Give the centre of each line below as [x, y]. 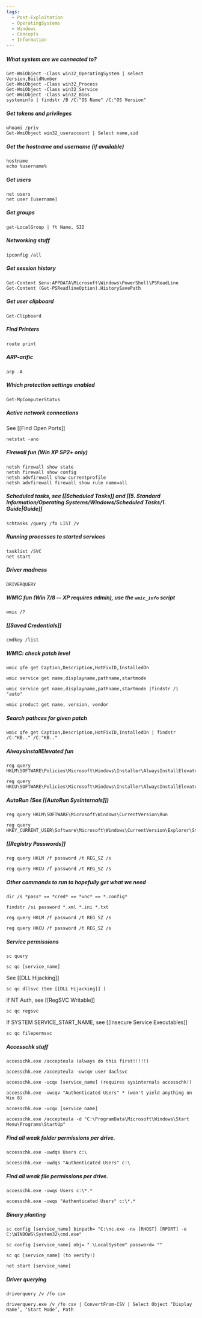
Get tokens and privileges [39, 113]
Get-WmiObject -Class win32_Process [52, 84]
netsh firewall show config [41, 472]
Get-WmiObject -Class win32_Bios [48, 95]
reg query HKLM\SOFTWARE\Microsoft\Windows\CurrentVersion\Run [87, 815]
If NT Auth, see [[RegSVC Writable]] [50, 1000]
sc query [17, 956]
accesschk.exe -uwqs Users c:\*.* [50, 1191]
